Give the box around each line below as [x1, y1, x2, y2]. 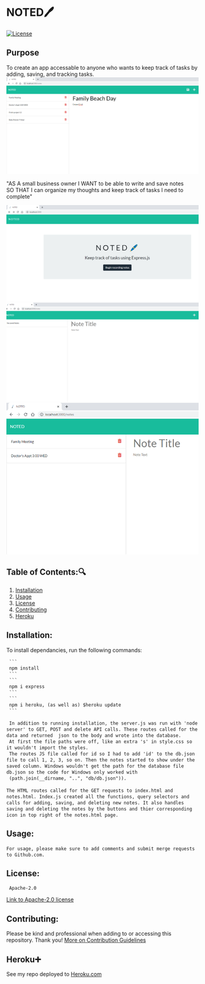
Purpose [6, 48, 40, 58]
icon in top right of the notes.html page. [6, 812, 119, 818]
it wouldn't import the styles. [6, 745, 88, 751]
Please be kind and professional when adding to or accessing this [6, 930, 172, 937]
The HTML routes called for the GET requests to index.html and [6, 788, 173, 794]
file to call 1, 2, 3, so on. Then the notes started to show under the [6, 757, 195, 763]
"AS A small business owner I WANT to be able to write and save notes [6, 179, 184, 187]
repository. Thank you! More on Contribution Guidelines [6, 936, 146, 944]
